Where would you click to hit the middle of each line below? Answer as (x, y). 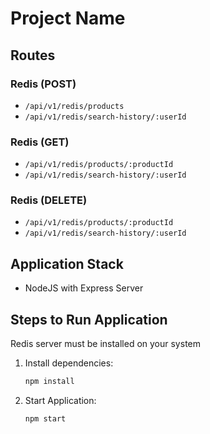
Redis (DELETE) (49, 200)
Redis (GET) (40, 142)
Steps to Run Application (89, 319)
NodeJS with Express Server (84, 288)
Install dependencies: (69, 363)
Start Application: (60, 400)
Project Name (68, 18)
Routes (33, 55)
